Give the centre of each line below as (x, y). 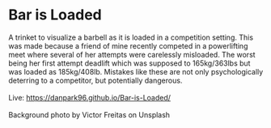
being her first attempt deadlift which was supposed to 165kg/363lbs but (129, 63)
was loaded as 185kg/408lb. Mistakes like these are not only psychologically (136, 71)
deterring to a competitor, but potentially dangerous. (95, 80)
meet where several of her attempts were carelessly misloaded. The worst (132, 54)
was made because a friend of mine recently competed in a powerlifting (128, 45)
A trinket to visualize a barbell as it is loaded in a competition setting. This (131, 37)
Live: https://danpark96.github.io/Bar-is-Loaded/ (90, 97)
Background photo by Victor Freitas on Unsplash (89, 114)
